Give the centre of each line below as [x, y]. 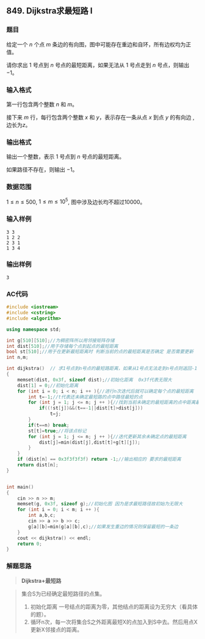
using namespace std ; [34, 329]
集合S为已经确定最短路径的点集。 [63, 593]
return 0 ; [30, 544]
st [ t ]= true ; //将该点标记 [57, 431]
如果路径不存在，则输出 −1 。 [42, 170]
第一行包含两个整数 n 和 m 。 [42, 104]
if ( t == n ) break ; [49, 425]
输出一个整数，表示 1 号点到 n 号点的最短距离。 [66, 157]
